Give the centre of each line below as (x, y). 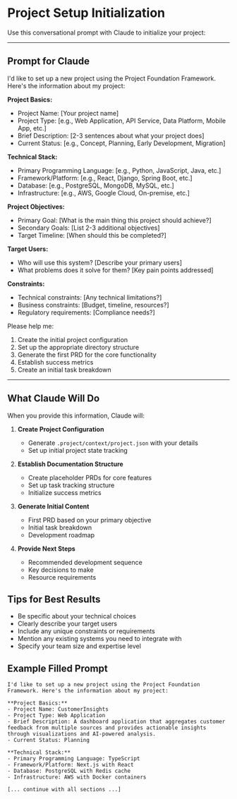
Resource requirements (62, 577)
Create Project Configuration (61, 429)
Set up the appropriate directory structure (78, 347)
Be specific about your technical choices (77, 616)
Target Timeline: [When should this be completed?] (92, 235)
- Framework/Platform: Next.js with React (71, 765)
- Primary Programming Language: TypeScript (74, 759)
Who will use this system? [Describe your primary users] (99, 262)
